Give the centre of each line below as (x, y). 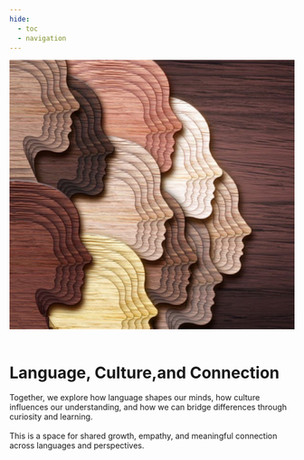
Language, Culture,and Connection (145, 373)
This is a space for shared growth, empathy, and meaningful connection (143, 436)
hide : (19, 19)
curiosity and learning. (51, 417)
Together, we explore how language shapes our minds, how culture (135, 398)
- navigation (42, 38)
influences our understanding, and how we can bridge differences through (148, 408)
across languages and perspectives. (77, 446)
